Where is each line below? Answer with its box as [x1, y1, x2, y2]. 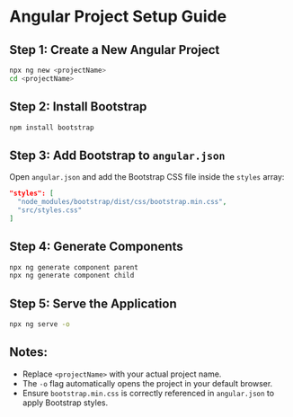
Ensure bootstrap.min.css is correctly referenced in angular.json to [22, 387, 275, 398]
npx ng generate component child [9, 271, 135, 280]
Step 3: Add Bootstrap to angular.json [9, 147, 226, 163]
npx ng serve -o [9, 320, 70, 329]
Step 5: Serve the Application [9, 296, 177, 311]
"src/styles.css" [17, 206, 83, 215]
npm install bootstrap [9, 123, 94, 132]
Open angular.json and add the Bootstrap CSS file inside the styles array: [9, 172, 285, 182]
